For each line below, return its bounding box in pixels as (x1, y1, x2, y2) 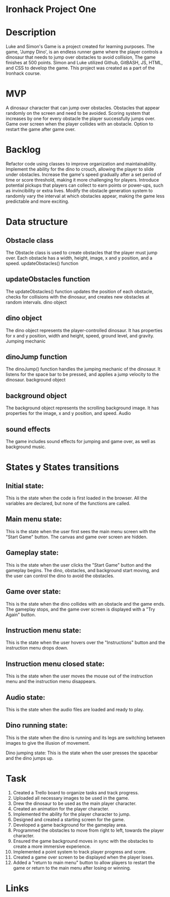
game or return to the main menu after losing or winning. (13, 865, 131, 871)
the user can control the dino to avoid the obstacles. (6, 573, 114, 579)
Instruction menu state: (6, 626, 81, 634)
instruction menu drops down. (6, 645, 69, 651)
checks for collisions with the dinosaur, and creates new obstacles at (6, 293, 150, 300)
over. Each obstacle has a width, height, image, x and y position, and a (6, 255, 153, 261)
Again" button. (6, 611, 36, 618)
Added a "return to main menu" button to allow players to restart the (13, 859, 155, 866)
